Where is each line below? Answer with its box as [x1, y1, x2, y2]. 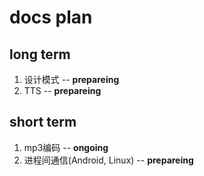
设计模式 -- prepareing [23, 74, 120, 85]
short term [9, 114, 77, 131]
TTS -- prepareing [23, 85, 102, 96]
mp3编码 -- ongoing [23, 141, 109, 153]
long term [9, 46, 71, 63]
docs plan [9, 6, 93, 29]
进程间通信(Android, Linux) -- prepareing [23, 154, 194, 166]
